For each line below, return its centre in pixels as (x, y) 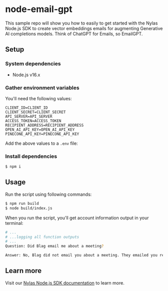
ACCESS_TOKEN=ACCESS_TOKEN (33, 121)
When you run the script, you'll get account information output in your (77, 218)
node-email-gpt (39, 9)
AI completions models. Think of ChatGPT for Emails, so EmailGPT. (74, 34)
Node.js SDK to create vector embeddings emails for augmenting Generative (84, 28)
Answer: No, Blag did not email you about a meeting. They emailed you (81, 255)
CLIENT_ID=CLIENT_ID (27, 108)
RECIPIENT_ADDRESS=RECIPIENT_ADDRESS (44, 125)
